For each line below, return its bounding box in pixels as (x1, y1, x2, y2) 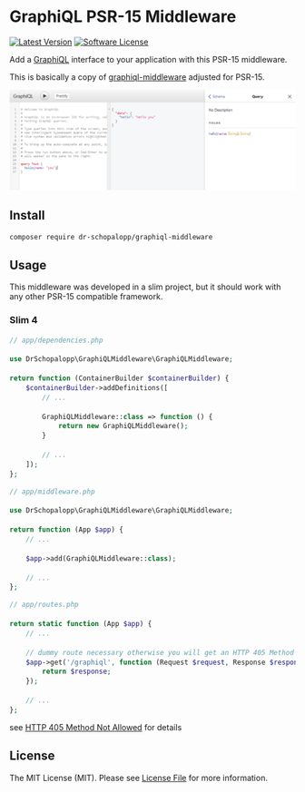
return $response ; (42, 667, 112, 677)
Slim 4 (9, 314, 38, 327)
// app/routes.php (9, 601, 79, 610)
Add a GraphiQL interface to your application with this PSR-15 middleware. (9, 54, 288, 64)
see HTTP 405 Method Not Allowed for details (9, 721, 182, 732)
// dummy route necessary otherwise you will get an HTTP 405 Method (25, 648, 295, 657)
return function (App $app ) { (9, 525, 124, 534)
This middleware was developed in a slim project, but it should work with (9, 281, 281, 292)
